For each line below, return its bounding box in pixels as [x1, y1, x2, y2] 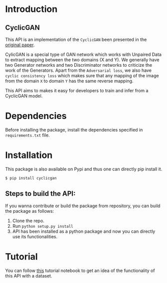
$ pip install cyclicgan [5, 175, 57, 180]
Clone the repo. [12, 218, 45, 224]
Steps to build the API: [5, 189, 76, 198]
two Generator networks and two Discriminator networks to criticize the [5, 62, 153, 68]
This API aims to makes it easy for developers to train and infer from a [5, 88, 149, 93]
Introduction [5, 3, 58, 15]
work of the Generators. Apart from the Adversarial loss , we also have [5, 67, 152, 73]
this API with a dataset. [5, 273, 52, 279]
